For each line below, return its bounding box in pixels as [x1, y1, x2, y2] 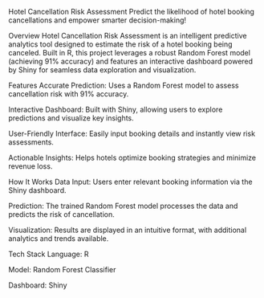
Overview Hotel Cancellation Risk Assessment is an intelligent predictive [8, 31, 247, 40]
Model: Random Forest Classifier [8, 265, 116, 274]
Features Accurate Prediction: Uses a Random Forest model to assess [8, 80, 239, 90]
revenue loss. [8, 161, 53, 171]
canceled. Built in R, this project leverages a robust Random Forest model [8, 48, 251, 57]
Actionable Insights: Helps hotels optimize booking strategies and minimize [8, 153, 257, 162]
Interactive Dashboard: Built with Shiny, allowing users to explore [8, 104, 223, 114]
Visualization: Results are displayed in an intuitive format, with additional [8, 225, 247, 235]
